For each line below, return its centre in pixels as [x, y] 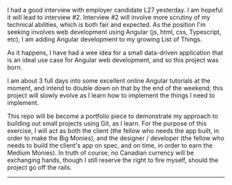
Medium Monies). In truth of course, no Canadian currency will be [101, 153]
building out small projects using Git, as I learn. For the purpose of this [107, 123]
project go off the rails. [40, 167]
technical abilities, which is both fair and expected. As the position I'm [106, 25]
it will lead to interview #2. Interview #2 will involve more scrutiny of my [109, 17]
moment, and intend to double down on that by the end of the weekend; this [115, 88]
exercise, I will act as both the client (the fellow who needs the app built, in [113, 131]
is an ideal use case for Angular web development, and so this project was [113, 60]
